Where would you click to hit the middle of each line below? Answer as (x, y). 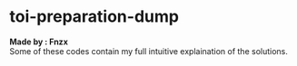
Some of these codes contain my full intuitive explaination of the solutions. (149, 51)
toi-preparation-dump (94, 17)
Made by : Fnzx (39, 42)
